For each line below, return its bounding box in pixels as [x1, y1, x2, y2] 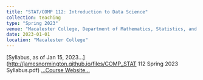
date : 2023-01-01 [6, 32, 50, 38]
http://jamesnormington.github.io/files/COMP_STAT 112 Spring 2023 [8, 60, 178, 67]
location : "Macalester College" [6, 37, 88, 43]
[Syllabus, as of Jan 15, [6, 54, 64, 61]
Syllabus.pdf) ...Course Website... [6, 67, 90, 73]
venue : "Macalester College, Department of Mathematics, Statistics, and [6, 25, 198, 32]
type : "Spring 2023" [6, 20, 59, 26]
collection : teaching [6, 15, 61, 21]
